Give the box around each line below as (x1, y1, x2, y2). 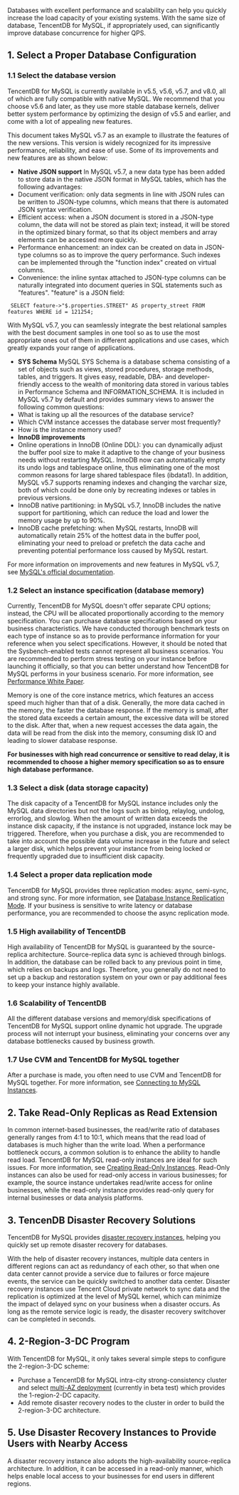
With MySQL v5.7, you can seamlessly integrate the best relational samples (7, 320, 228, 329)
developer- (177, 372, 211, 381)
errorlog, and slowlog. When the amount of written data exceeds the (7, 814, 208, 823)
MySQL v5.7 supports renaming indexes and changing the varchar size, (17, 478, 228, 487)
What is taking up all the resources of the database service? (17, 410, 194, 418)
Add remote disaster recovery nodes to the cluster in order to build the (17, 1398, 225, 1407)
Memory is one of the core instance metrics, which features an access (7, 690, 214, 699)
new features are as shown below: (7, 153, 108, 162)
